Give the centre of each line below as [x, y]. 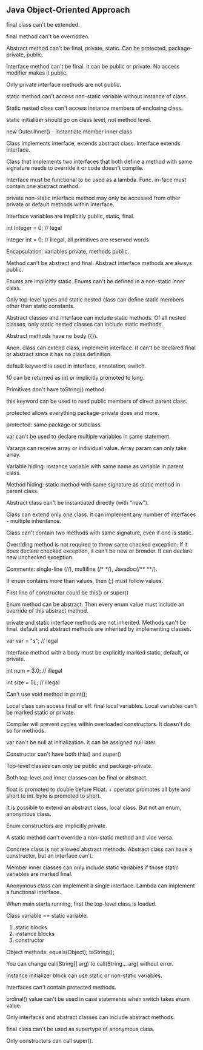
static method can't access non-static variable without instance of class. [97, 96]
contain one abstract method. [43, 186]
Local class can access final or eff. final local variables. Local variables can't [101, 705]
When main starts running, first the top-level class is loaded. [82, 904]
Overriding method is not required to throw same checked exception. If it [97, 544]
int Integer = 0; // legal [34, 227]
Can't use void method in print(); [47, 694]
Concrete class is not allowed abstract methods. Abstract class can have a [99, 849]
